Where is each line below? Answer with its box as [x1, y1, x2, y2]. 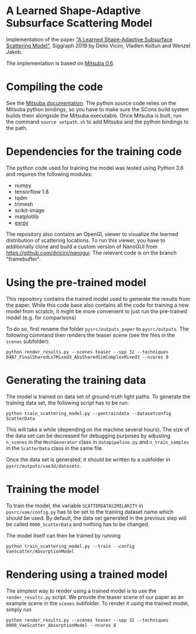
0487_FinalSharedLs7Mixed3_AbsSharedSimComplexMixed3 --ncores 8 [6, 354, 169, 360]
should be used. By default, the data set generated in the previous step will [6, 514, 187, 522]
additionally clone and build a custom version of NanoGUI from [6, 243, 158, 250]
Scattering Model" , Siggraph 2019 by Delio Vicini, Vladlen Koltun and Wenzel [6, 42, 191, 49]
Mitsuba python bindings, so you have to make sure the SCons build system [6, 105, 189, 112]
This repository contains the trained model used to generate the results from [6, 295, 191, 302]
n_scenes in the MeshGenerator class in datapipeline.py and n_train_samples [6, 438, 189, 445]
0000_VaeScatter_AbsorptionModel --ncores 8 [6, 622, 116, 628]
